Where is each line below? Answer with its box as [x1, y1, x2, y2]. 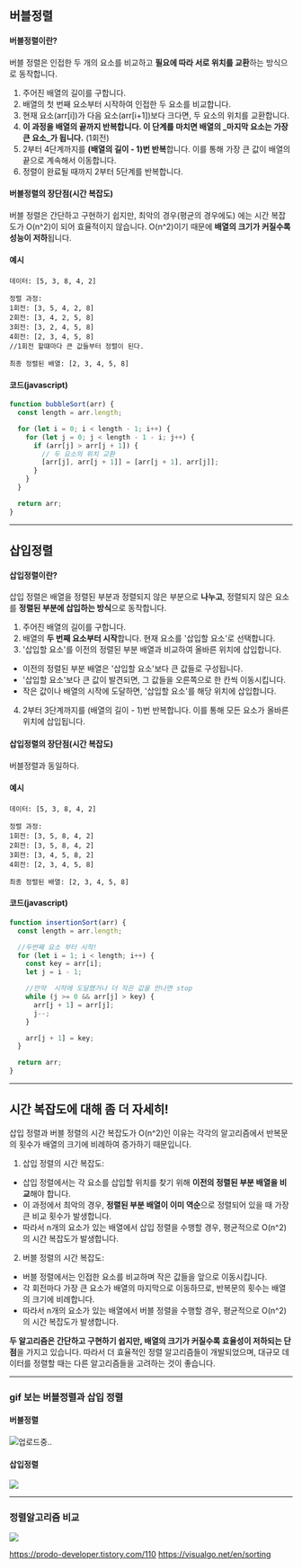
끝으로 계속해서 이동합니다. [22, 155, 117, 165]
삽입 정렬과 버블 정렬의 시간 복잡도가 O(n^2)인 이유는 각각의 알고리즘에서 [9, 1127, 265, 1138]
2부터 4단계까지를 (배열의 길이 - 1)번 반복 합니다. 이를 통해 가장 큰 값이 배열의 [22, 143, 290, 155]
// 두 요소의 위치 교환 [41, 449, 115, 458]
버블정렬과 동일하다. [9, 760, 79, 771]
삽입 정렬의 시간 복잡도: [22, 1157, 105, 1168]
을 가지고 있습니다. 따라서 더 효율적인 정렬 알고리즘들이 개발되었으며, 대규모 [16, 1346, 280, 1357]
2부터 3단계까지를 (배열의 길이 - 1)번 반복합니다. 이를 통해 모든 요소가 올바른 [22, 704, 289, 716]
